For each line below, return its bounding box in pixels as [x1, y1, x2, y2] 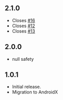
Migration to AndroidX [12, 89, 58, 95]
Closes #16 [12, 17, 35, 23]
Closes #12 [12, 23, 35, 29]
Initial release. [12, 84, 41, 90]
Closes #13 [12, 28, 35, 34]
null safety [12, 56, 34, 62]
